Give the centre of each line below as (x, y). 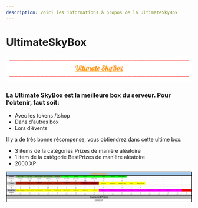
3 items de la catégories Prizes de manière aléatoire (78, 150)
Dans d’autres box (37, 122)
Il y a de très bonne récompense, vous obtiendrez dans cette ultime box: (94, 139)
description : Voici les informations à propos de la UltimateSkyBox (92, 12)
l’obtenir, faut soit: (33, 103)
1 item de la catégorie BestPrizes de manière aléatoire (80, 157)
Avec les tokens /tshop (42, 115)
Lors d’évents (31, 128)
